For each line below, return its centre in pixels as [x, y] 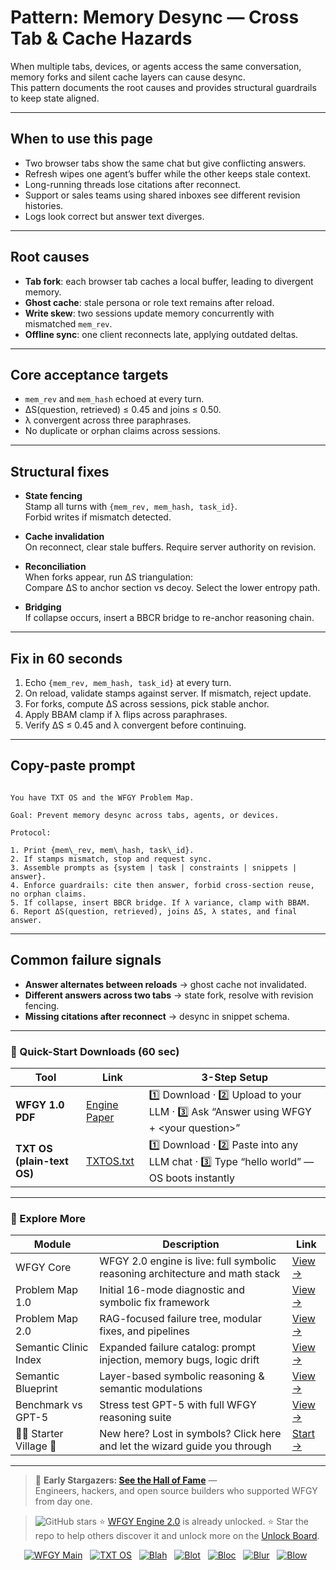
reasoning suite [135, 1418]
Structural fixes [60, 471]
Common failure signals [86, 960]
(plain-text [42, 1161]
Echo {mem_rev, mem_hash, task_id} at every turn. [128, 682]
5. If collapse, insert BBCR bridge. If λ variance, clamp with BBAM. [160, 902]
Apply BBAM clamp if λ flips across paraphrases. [126, 714]
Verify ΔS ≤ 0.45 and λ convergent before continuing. [135, 725]
